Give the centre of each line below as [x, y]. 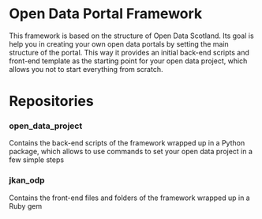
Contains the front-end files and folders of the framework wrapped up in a [130, 198]
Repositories [51, 102]
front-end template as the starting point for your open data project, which [128, 61]
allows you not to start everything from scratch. [86, 69]
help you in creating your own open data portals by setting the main [119, 43]
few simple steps [37, 160]
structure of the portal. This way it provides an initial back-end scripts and [129, 52]
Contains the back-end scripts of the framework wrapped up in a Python [127, 143]
